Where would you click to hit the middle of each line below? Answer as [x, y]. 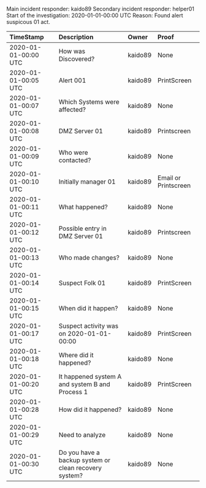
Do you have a [79, 452]
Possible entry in [83, 228]
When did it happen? [88, 308]
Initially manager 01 [87, 182]
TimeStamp [27, 37]
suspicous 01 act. [28, 22]
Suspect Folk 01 [82, 283]
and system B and [84, 384]
